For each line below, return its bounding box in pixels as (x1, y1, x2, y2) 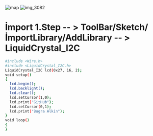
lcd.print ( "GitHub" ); (9, 99, 54, 105)
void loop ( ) (5, 118, 29, 123)
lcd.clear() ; (9, 91, 36, 95)
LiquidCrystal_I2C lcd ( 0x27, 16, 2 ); (5, 68, 82, 73)
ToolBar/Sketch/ (80, 22, 149, 33)
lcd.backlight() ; (9, 86, 45, 91)
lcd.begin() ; (9, 81, 36, 87)
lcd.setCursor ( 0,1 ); (9, 104, 51, 109)
